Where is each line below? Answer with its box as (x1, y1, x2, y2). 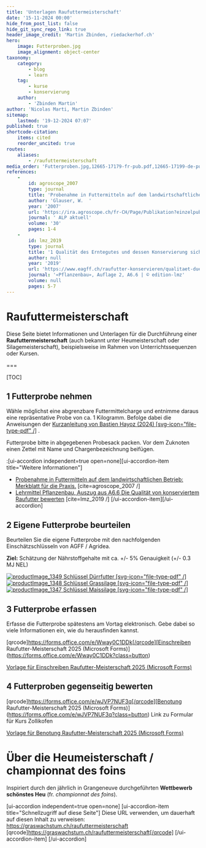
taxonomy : (6, 55, 32, 61)
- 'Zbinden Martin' (28, 100, 78, 106)
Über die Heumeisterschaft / (6, 751, 154, 764)
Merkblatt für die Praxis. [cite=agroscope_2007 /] (15, 482, 140, 490)
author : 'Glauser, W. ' (28, 197, 92, 203)
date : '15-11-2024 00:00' (6, 15, 72, 21)
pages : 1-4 (28, 226, 56, 232)
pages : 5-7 (28, 283, 56, 289)
